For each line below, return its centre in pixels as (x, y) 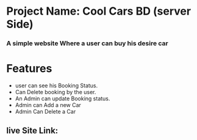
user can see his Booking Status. (56, 86)
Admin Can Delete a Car (45, 112)
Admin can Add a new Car (48, 105)
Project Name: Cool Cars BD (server (99, 11)
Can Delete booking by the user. (56, 92)
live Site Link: (32, 131)
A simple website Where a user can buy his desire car (88, 43)
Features (29, 69)
